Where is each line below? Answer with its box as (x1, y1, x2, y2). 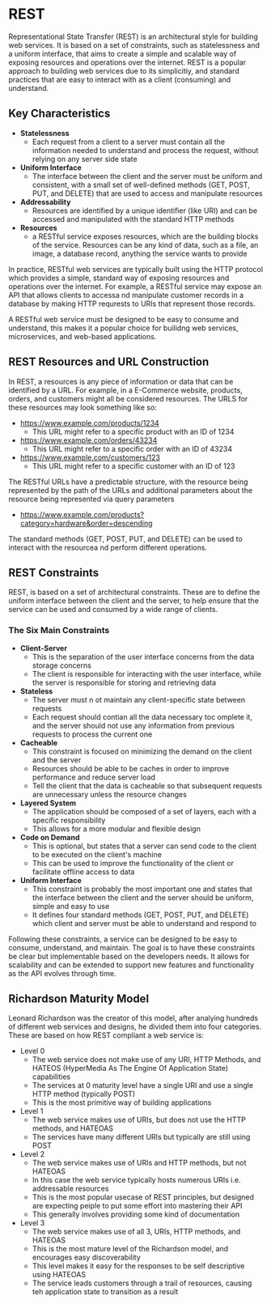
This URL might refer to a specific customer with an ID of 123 (32, 461, 235, 470)
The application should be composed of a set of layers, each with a (32, 806, 257, 816)
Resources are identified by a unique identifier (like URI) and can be (32, 206, 258, 215)
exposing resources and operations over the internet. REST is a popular (8, 57, 247, 67)
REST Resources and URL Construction (8, 355, 210, 369)
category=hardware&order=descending (19, 518, 153, 528)
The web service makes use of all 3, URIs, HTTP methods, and (32, 1227, 241, 1237)
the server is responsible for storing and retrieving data (32, 677, 217, 687)
